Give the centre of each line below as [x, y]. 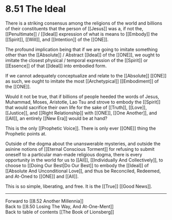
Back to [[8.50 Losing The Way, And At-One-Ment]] [60, 206]
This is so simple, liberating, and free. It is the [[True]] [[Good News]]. [79, 186]
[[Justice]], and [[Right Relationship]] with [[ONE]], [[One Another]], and [81, 113]
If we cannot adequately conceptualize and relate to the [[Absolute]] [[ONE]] [86, 75]
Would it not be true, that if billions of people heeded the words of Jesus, [82, 96]
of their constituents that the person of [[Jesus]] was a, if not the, [74, 28]
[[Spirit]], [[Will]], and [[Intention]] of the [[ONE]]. [57, 39]
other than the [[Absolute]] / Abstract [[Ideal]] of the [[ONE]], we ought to [83, 55]
